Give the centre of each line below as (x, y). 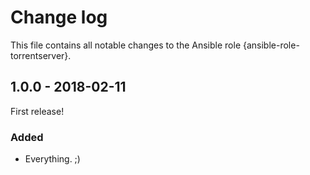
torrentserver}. (41, 55)
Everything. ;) (52, 159)
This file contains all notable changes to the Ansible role (126, 45)
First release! (37, 111)
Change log (59, 17)
